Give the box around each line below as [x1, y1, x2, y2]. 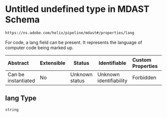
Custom [132, 56, 152, 63]
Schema [5, 14, 40, 25]
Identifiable [98, 59, 127, 66]
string [5, 107, 19, 112]
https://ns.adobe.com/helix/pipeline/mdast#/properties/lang [5, 30, 135, 35]
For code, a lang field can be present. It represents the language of [5, 39, 143, 45]
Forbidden [132, 74, 157, 81]
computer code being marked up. [5, 45, 74, 51]
